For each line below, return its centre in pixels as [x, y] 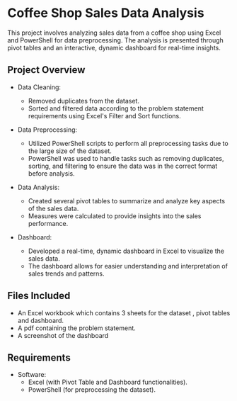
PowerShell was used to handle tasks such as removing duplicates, [126, 158]
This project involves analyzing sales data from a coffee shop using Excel [114, 33]
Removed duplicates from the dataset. [84, 101]
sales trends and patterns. [66, 273]
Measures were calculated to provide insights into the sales [115, 216]
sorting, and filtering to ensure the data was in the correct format [123, 166]
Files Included [39, 296]
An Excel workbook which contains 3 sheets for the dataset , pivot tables [124, 312]
